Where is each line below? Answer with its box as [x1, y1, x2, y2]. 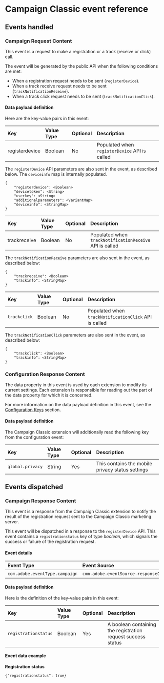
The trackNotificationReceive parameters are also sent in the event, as [5, 255, 150, 261]
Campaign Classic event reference [5, 3, 148, 15]
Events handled [5, 23, 54, 31]
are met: [5, 68, 22, 74]
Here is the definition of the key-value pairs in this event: [5, 595, 119, 601]
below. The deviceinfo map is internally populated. [5, 171, 107, 177]
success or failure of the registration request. [5, 538, 96, 545]
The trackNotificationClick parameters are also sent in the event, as [5, 332, 145, 338]
